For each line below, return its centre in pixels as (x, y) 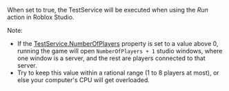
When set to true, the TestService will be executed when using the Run (108, 10)
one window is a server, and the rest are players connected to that (111, 58)
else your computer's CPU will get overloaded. (83, 80)
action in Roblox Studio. (41, 17)
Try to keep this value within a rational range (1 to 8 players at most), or (118, 73)
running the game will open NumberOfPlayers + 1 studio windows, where (120, 51)
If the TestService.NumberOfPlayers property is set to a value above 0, (118, 43)
